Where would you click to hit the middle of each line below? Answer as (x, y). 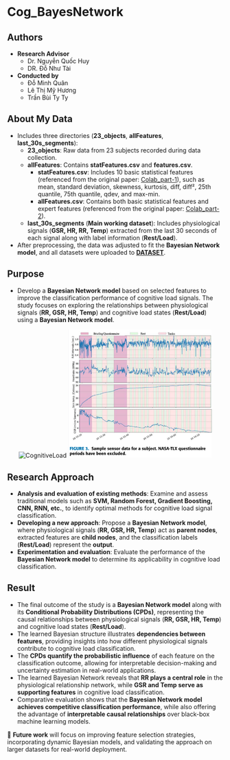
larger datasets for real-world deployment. (67, 749)
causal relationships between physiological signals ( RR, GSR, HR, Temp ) (119, 619)
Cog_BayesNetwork (65, 12)
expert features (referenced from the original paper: (111, 208)
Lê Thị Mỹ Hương (52, 90)
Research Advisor (43, 54)
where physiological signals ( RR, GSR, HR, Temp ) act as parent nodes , (117, 530)
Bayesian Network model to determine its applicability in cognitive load (118, 559)
